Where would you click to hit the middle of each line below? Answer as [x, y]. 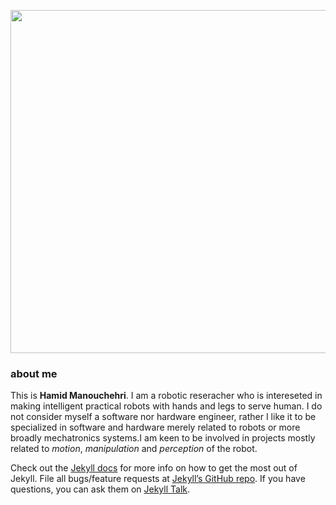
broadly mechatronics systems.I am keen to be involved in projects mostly [163, 438]
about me [34, 373]
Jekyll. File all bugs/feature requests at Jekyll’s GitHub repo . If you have [158, 479]
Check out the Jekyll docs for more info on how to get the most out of [154, 468]
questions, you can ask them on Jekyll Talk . [100, 489]
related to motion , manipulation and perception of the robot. [134, 449]
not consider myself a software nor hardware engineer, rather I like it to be [163, 417]
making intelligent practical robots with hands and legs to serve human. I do [166, 406]
